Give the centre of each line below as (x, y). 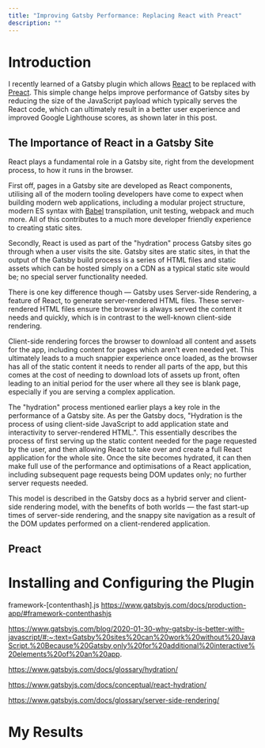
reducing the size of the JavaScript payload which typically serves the (123, 101)
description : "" (35, 23)
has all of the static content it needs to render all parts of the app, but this (128, 366)
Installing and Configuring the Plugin (131, 583)
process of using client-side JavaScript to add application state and (119, 424)
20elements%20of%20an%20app (64, 654)
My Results (46, 732)
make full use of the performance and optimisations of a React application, (130, 466)
